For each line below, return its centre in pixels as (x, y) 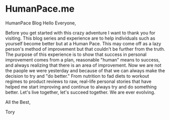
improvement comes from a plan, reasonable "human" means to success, (82, 59)
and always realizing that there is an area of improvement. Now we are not (83, 65)
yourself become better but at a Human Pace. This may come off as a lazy (83, 43)
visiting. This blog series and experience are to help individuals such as (80, 38)
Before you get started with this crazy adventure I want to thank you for (80, 33)
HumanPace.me (40, 9)
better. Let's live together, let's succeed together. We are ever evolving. (80, 92)
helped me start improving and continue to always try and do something (81, 86)
